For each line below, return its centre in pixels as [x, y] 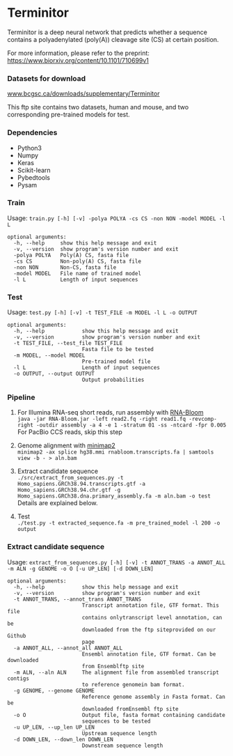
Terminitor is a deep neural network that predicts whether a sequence [107, 32]
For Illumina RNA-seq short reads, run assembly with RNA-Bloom [110, 412]
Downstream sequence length [122, 746]
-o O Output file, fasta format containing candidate [120, 715]
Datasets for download [47, 78]
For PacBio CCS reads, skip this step [70, 432]
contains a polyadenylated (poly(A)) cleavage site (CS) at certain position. [113, 39]
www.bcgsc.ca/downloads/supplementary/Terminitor [83, 94]
